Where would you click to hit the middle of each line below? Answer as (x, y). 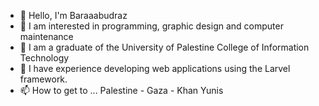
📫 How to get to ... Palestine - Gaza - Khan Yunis (121, 90)
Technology (44, 58)
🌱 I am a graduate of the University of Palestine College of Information (164, 47)
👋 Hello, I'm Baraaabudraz (73, 15)
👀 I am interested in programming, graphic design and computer (151, 26)
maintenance (46, 36)
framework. (43, 79)
